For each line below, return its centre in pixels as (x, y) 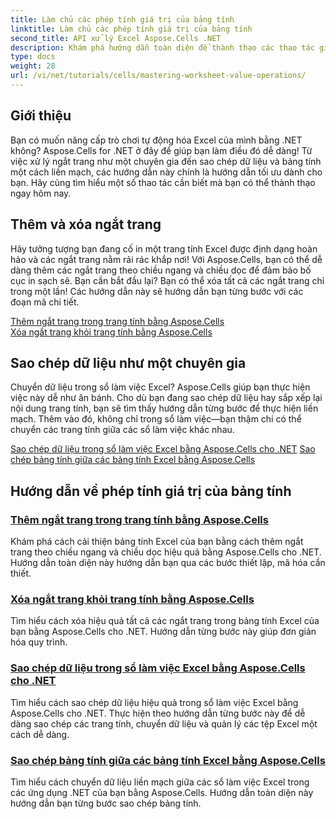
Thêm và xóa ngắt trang (86, 224)
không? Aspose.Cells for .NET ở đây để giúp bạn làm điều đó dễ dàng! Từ (161, 150)
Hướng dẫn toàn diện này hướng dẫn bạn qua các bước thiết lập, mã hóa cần (168, 562)
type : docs (33, 57)
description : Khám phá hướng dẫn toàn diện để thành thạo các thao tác (162, 47)
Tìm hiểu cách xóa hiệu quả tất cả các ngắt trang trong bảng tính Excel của (165, 621)
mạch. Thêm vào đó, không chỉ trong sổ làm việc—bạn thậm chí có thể (156, 419)
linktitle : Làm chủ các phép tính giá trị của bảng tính (131, 29)
